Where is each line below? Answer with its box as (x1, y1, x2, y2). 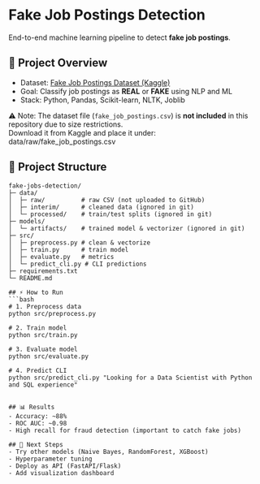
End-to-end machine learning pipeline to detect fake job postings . (8, 32, 232, 42)
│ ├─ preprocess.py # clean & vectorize (8, 238, 151, 247)
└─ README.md (8, 274, 53, 282)
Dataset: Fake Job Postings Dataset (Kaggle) (19, 77, 171, 87)
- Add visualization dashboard (8, 469, 115, 477)
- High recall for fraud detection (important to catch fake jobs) (8, 426, 242, 434)
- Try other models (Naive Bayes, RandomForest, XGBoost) (8, 447, 209, 456)
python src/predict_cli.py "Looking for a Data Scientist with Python (8, 374, 253, 382)
